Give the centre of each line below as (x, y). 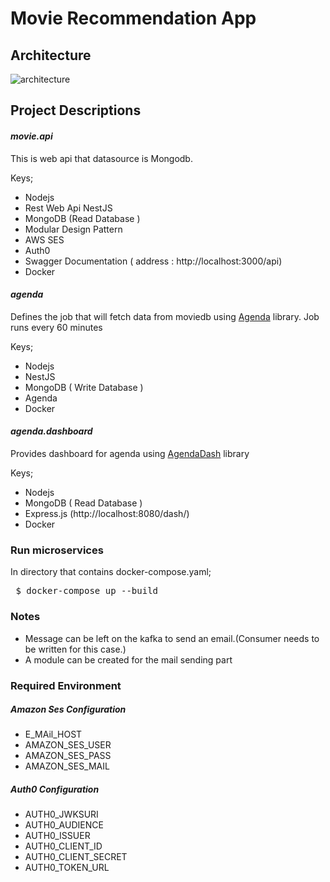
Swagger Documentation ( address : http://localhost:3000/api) (153, 261)
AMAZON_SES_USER (68, 745)
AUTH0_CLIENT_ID (63, 846)
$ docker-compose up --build (87, 591)
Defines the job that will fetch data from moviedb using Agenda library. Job (165, 316)
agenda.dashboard (51, 431)
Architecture (51, 55)
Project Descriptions (76, 110)
